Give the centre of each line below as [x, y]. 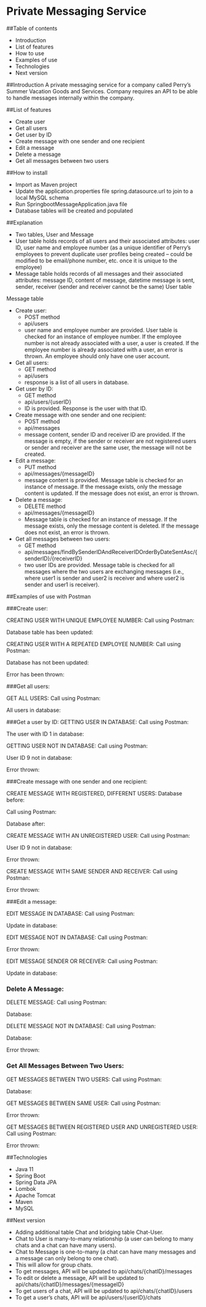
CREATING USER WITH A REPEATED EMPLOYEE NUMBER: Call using [93, 644]
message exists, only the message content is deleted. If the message [112, 526]
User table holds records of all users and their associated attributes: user [107, 241]
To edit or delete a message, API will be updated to [79, 1278]
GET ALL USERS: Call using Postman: [54, 698]
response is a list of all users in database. [77, 382]
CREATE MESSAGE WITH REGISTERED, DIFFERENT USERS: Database [94, 793]
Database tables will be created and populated [74, 211]
